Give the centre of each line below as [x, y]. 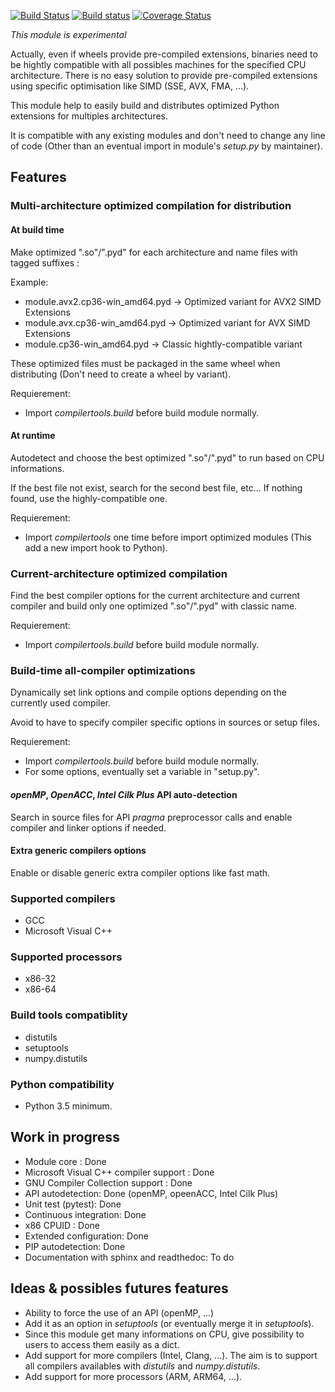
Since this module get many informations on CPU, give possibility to [164, 1334]
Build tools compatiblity [69, 1015]
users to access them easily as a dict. [102, 1344]
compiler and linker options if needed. [88, 827]
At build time [37, 229]
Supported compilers [63, 898]
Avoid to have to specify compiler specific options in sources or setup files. [165, 722]
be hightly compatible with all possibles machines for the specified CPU [158, 64]
